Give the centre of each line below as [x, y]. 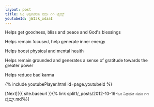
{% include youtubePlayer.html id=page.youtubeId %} [59, 84]
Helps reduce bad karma [30, 75]
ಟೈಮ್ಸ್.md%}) [17, 99]
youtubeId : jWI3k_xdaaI [29, 18]
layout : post [18, 9]
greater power [19, 65]
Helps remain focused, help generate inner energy [55, 42]
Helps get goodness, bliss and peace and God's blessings [63, 32]
